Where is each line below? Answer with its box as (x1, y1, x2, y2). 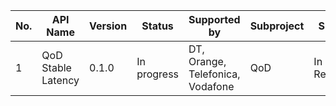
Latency (41, 74, 80, 87)
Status (141, 19, 174, 33)
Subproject (249, 19, 305, 33)
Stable (41, 61, 72, 74)
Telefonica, (188, 67, 241, 81)
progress (136, 67, 180, 81)
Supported (188, 13, 241, 26)
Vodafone (188, 80, 235, 93)
